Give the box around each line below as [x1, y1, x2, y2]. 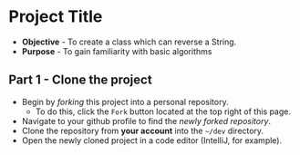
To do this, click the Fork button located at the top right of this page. [35, 106, 292, 117]
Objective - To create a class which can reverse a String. [21, 36, 237, 47]
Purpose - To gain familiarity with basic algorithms [21, 45, 212, 56]
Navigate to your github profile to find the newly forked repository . [21, 115, 271, 126]
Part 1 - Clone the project [8, 73, 152, 88]
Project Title [8, 6, 103, 27]
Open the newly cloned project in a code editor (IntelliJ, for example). [21, 134, 283, 146]
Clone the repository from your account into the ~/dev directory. [21, 125, 264, 136]
